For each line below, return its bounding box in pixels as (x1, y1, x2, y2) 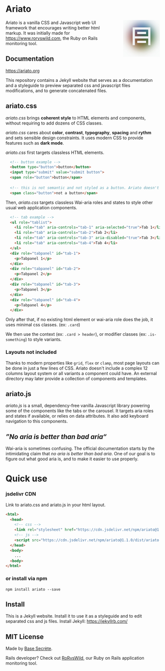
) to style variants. (25, 337, 62, 343)
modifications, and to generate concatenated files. (5, 87, 107, 94)
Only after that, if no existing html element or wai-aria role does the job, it (5, 317, 153, 323)
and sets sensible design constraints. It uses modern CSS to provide (5, 135, 143, 141)
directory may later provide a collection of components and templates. (5, 375, 147, 381)
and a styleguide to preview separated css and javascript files (5, 82, 131, 88)
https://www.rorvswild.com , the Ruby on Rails (5, 35, 98, 41)
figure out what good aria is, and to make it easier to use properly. (5, 456, 139, 462)
